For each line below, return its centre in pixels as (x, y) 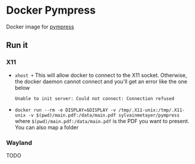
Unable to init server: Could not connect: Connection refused (95, 98)
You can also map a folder (47, 127)
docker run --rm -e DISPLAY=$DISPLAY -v (65, 110)
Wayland (19, 143)
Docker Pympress (51, 10)
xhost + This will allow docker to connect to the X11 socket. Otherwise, (101, 75)
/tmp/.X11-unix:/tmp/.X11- (151, 110)
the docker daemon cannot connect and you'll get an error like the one (101, 81)
